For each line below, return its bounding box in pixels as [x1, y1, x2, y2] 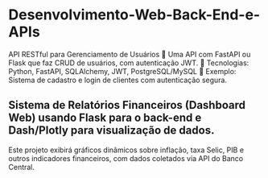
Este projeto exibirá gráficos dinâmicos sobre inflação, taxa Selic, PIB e [8, 145, 244, 155]
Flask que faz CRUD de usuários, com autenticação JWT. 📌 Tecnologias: [8, 58, 249, 68]
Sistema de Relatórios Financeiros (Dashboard [8, 98, 245, 112]
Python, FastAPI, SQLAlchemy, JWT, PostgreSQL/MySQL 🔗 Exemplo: [8, 66, 237, 76]
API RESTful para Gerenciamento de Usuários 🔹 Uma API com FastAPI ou [8, 49, 251, 59]
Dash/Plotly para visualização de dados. [8, 123, 215, 138]
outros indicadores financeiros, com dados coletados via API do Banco [8, 153, 244, 163]
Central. [8, 162, 35, 172]
